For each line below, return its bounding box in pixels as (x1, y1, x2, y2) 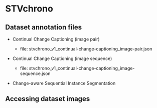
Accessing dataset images (5, 94, 90, 103)
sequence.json (20, 70, 51, 76)
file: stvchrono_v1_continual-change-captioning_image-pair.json (20, 46, 152, 51)
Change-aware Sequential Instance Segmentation (12, 80, 116, 86)
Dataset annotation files (5, 23, 82, 31)
